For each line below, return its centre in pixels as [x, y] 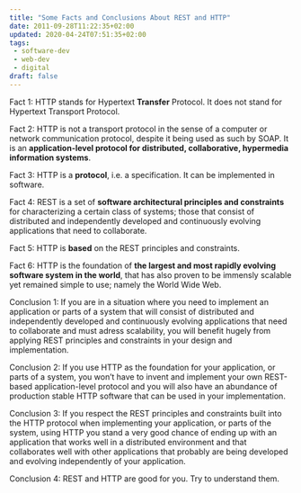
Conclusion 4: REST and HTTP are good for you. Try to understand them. [145, 479]
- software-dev [41, 51]
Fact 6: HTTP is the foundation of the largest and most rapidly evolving [143, 265]
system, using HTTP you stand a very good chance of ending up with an [143, 432]
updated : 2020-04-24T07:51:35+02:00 [78, 34]
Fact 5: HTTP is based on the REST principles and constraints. [124, 247]
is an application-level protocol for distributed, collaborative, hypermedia [149, 148]
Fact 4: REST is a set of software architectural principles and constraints [147, 202]
